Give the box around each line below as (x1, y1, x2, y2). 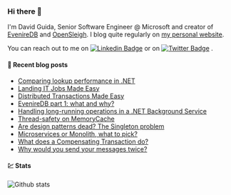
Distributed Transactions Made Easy (17, 91, 125, 100)
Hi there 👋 (7, 6, 43, 16)
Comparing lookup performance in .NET (17, 76, 135, 85)
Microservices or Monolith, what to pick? (17, 129, 138, 138)
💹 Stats (7, 161, 31, 170)
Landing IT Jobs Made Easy (17, 84, 100, 92)
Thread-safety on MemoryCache (17, 114, 115, 123)
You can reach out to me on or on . (7, 44, 214, 53)
